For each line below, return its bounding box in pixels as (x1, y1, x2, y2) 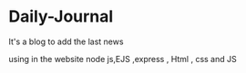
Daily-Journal (8, 6, 114, 27)
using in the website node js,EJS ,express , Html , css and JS (8, 53, 238, 64)
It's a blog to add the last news (8, 36, 124, 47)
